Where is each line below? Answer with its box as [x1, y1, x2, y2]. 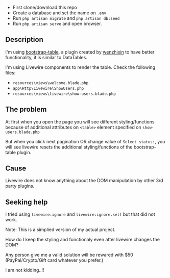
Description [5, 35, 43, 44]
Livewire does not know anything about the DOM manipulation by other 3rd [5, 178, 163, 184]
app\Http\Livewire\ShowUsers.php [12, 86, 84, 91]
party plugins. [5, 183, 35, 189]
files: [5, 69, 16, 75]
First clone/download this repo [12, 5, 78, 10]
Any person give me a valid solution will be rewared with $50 [5, 252, 134, 258]
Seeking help [5, 197, 48, 206]
